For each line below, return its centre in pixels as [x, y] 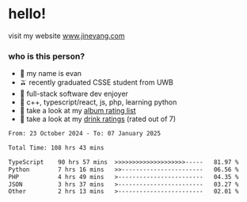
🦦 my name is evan [50, 74]
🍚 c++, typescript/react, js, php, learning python [98, 102]
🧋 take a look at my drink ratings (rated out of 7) [98, 119]
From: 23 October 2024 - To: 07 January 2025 [84, 134]
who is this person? [47, 56]
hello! [27, 14]
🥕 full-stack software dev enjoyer [74, 94]
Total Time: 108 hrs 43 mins [56, 148]
